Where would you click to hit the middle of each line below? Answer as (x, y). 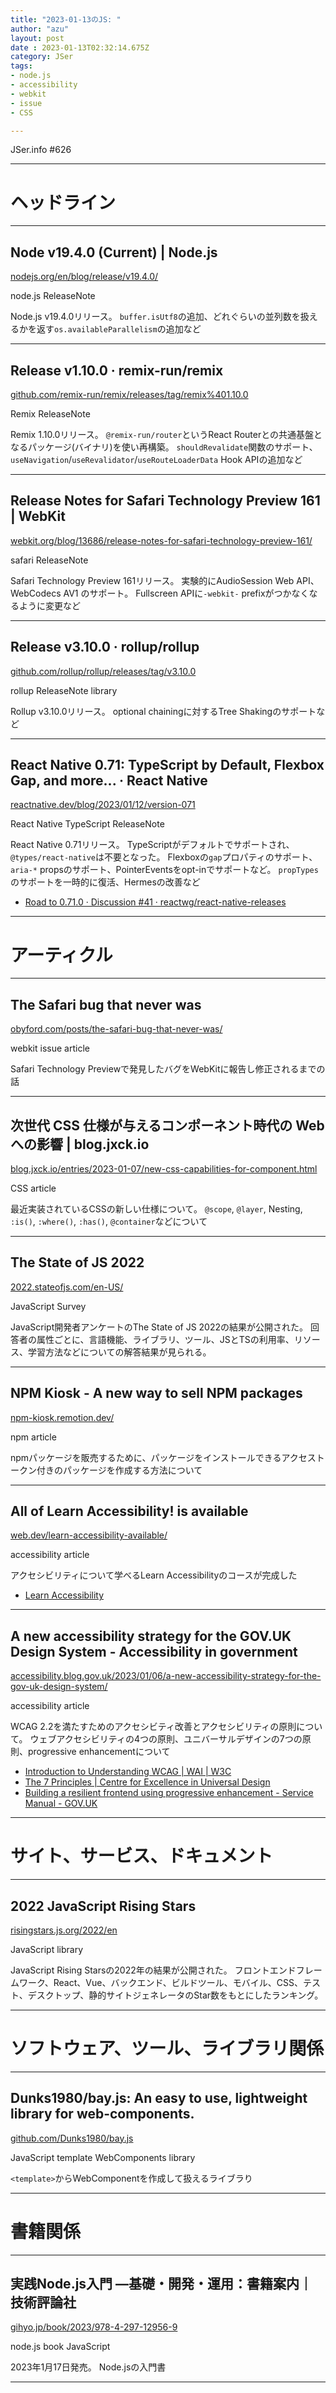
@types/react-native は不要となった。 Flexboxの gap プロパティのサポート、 (164, 857)
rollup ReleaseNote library (64, 690)
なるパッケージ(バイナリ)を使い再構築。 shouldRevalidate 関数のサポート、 (164, 447)
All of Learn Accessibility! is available (129, 1511)
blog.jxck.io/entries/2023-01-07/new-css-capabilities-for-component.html (164, 1168)
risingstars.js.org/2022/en (64, 1930)
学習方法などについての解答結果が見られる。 (119, 1352)
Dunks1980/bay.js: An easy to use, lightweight (159, 2098)
